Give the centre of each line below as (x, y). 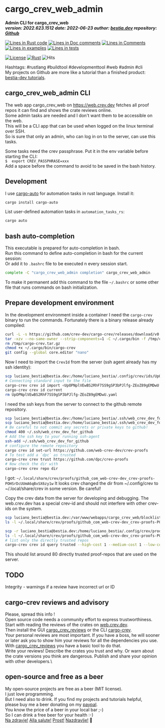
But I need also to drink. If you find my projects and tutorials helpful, (74, 699)
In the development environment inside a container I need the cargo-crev (79, 314)
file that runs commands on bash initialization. (52, 287)
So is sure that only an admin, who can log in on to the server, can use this (80, 136)
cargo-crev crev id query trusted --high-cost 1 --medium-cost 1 (73, 545)
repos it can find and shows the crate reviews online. (58, 110)
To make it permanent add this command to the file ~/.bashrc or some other (82, 282)
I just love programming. (30, 694)
